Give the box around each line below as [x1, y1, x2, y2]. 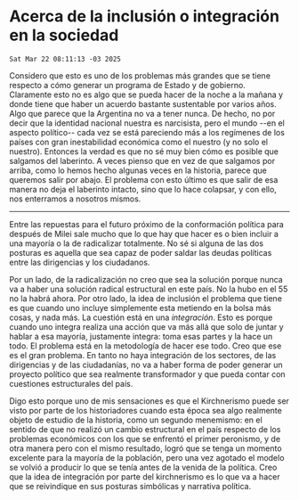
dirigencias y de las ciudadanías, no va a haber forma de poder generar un [9, 359, 283, 370]
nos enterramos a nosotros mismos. [9, 193, 141, 204]
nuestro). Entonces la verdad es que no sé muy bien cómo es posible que [9, 145, 279, 157]
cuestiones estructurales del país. [9, 378, 133, 389]
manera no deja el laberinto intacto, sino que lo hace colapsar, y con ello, [9, 184, 278, 194]
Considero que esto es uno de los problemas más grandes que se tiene [9, 70, 271, 81]
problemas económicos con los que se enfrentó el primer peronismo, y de [9, 433, 281, 444]
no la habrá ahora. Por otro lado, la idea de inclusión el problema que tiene [9, 292, 283, 304]
